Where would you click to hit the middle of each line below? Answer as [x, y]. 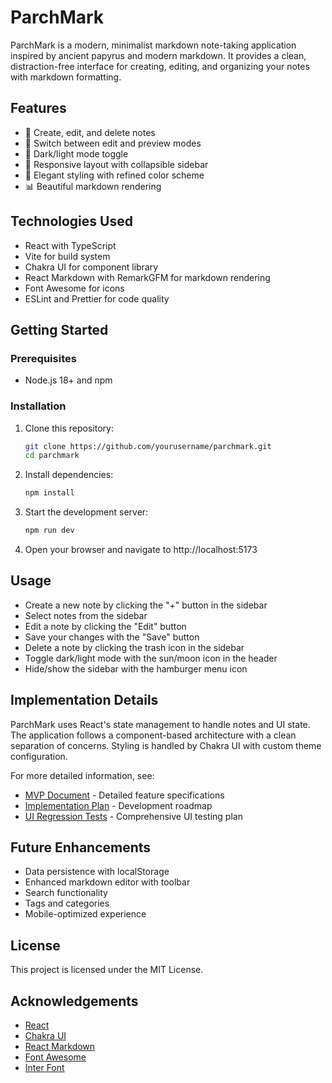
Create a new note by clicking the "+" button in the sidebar [146, 605]
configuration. [39, 756]
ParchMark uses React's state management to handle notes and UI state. [160, 724]
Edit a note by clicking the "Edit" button [105, 626]
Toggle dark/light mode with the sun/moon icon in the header [151, 658]
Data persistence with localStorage [97, 872]
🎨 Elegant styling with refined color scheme [114, 175]
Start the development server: [86, 512]
